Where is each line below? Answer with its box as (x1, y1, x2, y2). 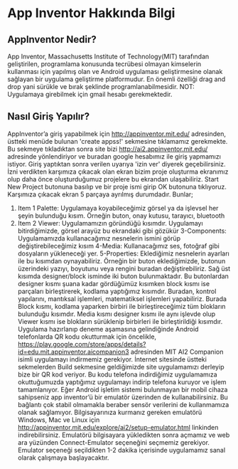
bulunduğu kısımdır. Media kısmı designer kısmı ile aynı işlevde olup (17, 310, 216, 318)
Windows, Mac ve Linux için (17, 415, 100, 424)
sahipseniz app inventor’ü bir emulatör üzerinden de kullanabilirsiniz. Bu (17, 393, 229, 401)
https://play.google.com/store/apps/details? (17, 339, 146, 348)
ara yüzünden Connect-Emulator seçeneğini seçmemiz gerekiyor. (17, 438, 210, 446)
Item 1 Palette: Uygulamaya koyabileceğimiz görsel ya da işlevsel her (17, 204, 219, 212)
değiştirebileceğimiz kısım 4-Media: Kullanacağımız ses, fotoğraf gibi (17, 241, 220, 250)
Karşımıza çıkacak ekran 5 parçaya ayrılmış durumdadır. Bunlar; (7, 190, 194, 199)
